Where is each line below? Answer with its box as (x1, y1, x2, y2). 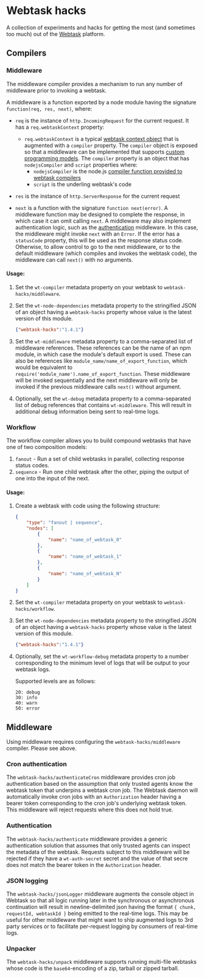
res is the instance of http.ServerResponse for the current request (15, 192, 180, 200)
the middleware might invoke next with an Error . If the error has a (15, 230, 180, 237)
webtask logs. (15, 666, 51, 673)
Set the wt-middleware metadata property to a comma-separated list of (15, 337, 193, 345)
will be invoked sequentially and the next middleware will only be (15, 376, 178, 384)
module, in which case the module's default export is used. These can (15, 350, 192, 358)
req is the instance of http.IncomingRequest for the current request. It (15, 117, 189, 124)
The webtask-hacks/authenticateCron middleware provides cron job (6, 774, 175, 781)
